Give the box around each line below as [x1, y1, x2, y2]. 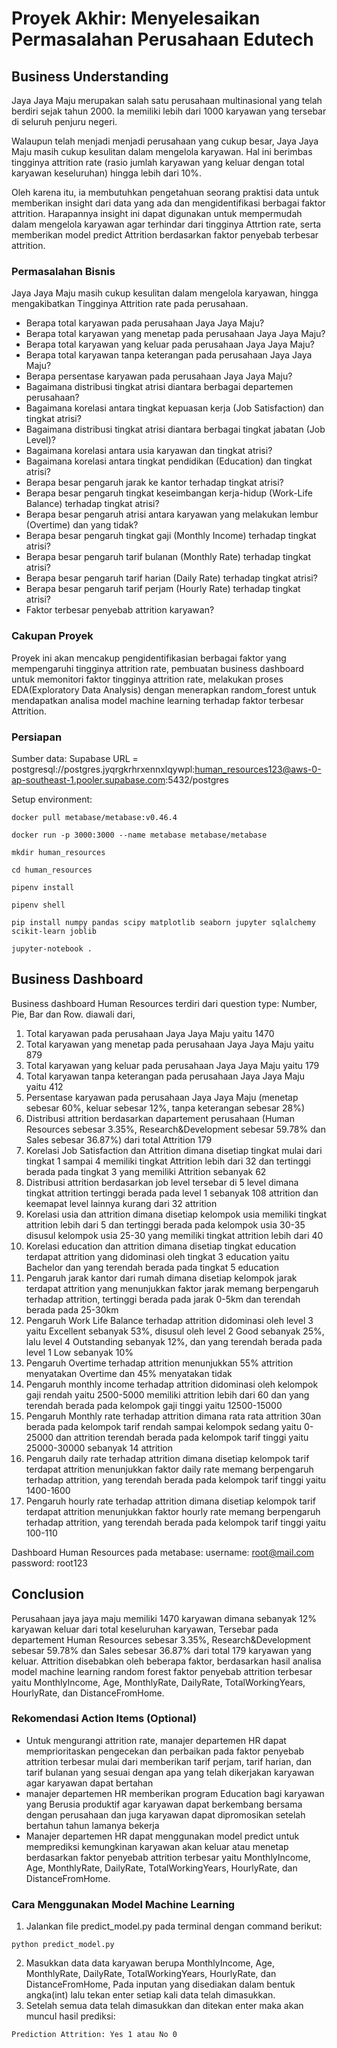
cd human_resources [11, 865, 93, 875]
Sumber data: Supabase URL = [11, 752, 139, 764]
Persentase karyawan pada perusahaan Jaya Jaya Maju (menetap [25, 1091, 299, 1103]
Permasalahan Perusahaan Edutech [11, 28, 314, 51]
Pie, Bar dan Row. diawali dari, [11, 1008, 136, 1020]
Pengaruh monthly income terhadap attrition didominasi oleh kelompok [25, 1378, 319, 1390]
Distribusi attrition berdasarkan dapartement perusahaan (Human [25, 1112, 295, 1124]
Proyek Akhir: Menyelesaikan [11, 7, 261, 30]
